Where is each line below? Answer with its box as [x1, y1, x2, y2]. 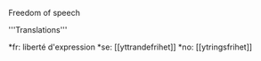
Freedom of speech [8, 8, 81, 18]
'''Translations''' [8, 25, 68, 34]
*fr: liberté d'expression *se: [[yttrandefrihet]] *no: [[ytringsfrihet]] [8, 42, 253, 52]
